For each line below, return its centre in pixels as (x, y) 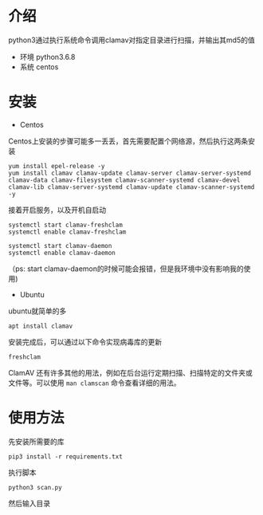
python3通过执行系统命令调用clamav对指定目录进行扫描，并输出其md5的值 (131, 40)
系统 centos (39, 67)
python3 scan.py (35, 487)
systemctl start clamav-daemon (60, 246)
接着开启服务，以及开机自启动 (57, 210)
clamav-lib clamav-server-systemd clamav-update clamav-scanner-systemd (131, 187)
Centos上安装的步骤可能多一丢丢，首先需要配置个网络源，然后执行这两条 (128, 141)
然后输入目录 (29, 503)
